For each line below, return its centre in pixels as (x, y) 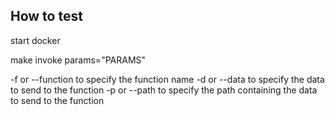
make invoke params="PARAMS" (78, 60)
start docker (35, 40)
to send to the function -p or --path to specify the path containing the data (164, 90)
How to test (46, 16)
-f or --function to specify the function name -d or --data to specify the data (167, 79)
